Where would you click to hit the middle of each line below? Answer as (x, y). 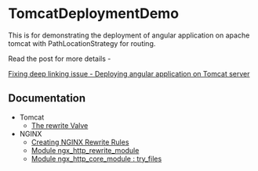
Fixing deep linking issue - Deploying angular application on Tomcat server (129, 73)
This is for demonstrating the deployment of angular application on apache (129, 35)
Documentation (47, 98)
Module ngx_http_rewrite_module (85, 150)
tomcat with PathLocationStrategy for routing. (82, 43)
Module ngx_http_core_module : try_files (96, 159)
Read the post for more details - (60, 59)
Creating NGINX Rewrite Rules (80, 142)
